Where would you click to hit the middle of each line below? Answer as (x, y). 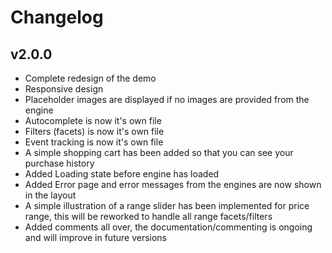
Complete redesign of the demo (90, 78)
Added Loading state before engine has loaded (122, 174)
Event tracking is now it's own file (94, 142)
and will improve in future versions (96, 237)
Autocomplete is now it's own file (93, 120)
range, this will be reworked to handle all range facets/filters (148, 216)
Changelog (57, 17)
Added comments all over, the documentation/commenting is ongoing (168, 227)
